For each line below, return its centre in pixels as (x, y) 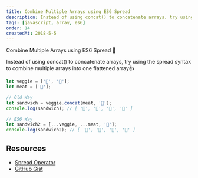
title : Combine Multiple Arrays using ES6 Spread (68, 11)
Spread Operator (35, 162)
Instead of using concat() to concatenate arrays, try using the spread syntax (99, 62)
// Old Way (19, 97)
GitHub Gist (29, 169)
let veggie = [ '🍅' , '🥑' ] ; (38, 81)
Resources (26, 148)
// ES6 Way (19, 119)
